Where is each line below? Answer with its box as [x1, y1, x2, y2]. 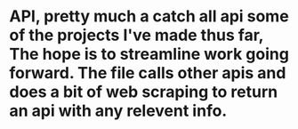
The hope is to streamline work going [9, 44, 289, 64]
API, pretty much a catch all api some [9, 6, 289, 27]
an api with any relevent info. [9, 101, 228, 121]
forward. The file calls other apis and [9, 63, 286, 84]
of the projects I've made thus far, [9, 25, 264, 45]
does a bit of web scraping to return [9, 82, 278, 102]
